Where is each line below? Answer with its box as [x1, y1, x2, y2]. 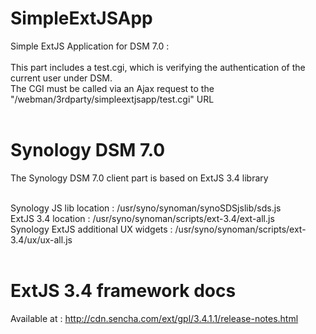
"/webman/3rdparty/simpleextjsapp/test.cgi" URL [10, 93, 215, 105]
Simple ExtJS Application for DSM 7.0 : [10, 40, 170, 52]
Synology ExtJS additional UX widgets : [10, 223, 173, 235]
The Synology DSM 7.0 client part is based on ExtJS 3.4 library [10, 172, 269, 184]
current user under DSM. [10, 72, 113, 84]
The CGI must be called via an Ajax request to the [10, 82, 215, 94]
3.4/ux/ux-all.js [10, 233, 73, 246]
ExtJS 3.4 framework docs [10, 280, 237, 302]
